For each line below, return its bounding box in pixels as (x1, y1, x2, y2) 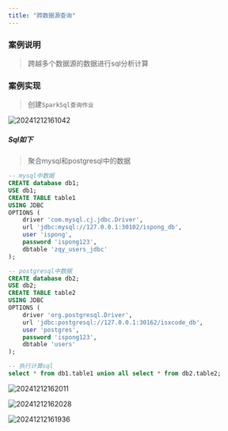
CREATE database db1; (8, 180, 80, 187)
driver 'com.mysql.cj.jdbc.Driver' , (22, 216, 144, 224)
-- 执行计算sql (8, 362, 54, 370)
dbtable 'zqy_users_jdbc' (22, 245, 108, 253)
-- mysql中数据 (8, 172, 55, 180)
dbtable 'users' (22, 341, 77, 349)
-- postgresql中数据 (8, 267, 73, 275)
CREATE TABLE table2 (8, 289, 77, 297)
